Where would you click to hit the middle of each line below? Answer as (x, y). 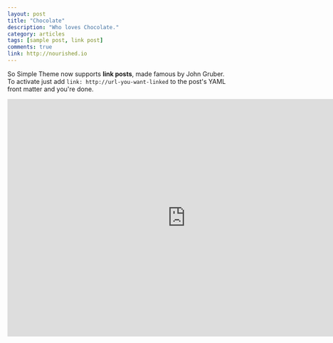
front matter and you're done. (51, 89)
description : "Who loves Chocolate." (63, 27)
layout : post (27, 14)
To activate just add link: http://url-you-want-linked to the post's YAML (117, 81)
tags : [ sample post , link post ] (55, 41)
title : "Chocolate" (36, 21)
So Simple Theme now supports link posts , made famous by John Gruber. (116, 74)
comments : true (30, 47)
